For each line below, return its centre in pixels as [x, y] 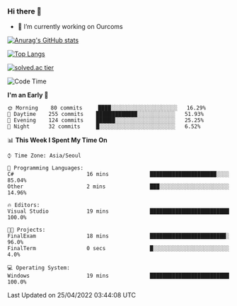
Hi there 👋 [25, 11]
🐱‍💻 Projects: [27, 230]
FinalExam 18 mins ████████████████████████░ [118, 236]
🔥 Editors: [24, 205]
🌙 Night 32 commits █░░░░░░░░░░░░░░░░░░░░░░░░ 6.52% [104, 126]
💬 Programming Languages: [45, 168]
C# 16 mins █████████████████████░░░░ [118, 175]
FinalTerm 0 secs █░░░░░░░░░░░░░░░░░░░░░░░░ [118, 249]
